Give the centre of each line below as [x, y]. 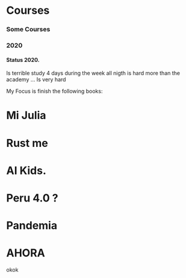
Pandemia [32, 226]
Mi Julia [26, 116]
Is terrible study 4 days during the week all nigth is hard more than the [93, 73]
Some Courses [28, 29]
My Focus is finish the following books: [54, 91]
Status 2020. [23, 60]
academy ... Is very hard [36, 79]
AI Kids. [26, 171]
